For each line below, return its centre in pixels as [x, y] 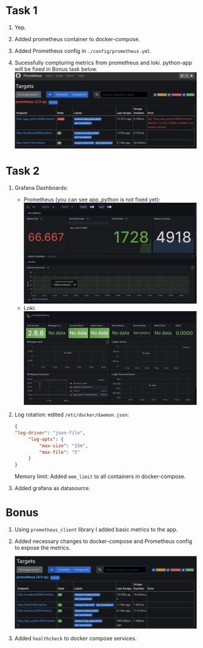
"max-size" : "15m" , [64, 446]
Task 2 [23, 171]
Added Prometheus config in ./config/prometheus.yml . [83, 51]
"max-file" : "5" [59, 452]
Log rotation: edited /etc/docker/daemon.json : [72, 415]
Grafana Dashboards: [41, 188]
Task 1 [22, 11]
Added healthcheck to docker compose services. [75, 638]
